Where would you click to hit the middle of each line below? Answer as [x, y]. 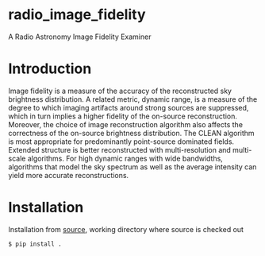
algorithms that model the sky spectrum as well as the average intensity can [132, 167]
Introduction [50, 69]
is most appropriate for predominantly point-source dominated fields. [121, 142]
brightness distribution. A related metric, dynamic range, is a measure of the [133, 99]
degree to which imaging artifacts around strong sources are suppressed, [129, 107]
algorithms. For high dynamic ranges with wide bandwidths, [125, 158]
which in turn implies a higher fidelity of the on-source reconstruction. [123, 116]
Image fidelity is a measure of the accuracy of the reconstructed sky [120, 91]
